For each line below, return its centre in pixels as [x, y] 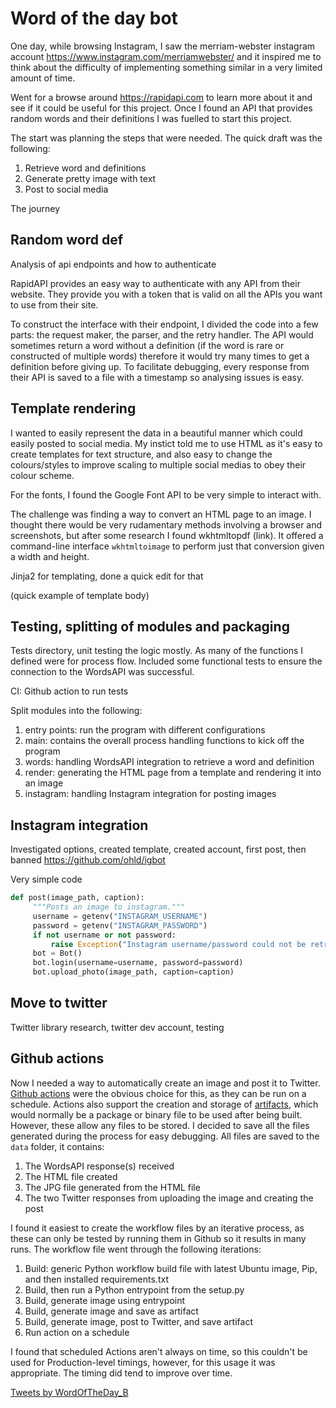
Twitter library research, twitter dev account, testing [117, 1027]
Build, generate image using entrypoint [105, 1300]
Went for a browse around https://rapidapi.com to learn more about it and [161, 97]
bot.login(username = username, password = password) [138, 963]
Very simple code [46, 879]
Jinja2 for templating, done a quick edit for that [107, 576]
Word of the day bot [94, 18]
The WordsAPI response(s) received [99, 1166]
